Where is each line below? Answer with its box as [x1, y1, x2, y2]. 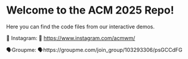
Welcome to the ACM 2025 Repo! [6, 4, 174, 17]
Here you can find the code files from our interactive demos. [6, 23, 155, 30]
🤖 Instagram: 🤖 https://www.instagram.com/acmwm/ [6, 34, 135, 41]
